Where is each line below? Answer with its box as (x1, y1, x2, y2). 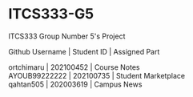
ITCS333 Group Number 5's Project (8, 31, 126, 41)
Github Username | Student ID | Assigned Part (8, 46, 160, 56)
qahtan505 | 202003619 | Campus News (8, 79, 143, 89)
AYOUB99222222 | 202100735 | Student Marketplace (8, 71, 186, 80)
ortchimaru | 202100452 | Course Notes (8, 62, 140, 72)
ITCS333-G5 (8, 5, 94, 23)
